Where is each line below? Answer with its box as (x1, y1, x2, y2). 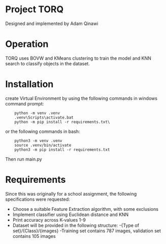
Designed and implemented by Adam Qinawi (5, 20, 98, 26)
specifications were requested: (5, 196, 70, 202)
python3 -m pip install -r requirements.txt (14, 147, 110, 152)
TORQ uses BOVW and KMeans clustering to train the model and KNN (5, 55, 151, 61)
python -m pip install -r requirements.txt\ (14, 119, 110, 124)
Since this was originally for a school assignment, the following (5, 191, 137, 197)
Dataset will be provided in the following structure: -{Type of (12, 222, 140, 228)
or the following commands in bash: (5, 128, 80, 134)
